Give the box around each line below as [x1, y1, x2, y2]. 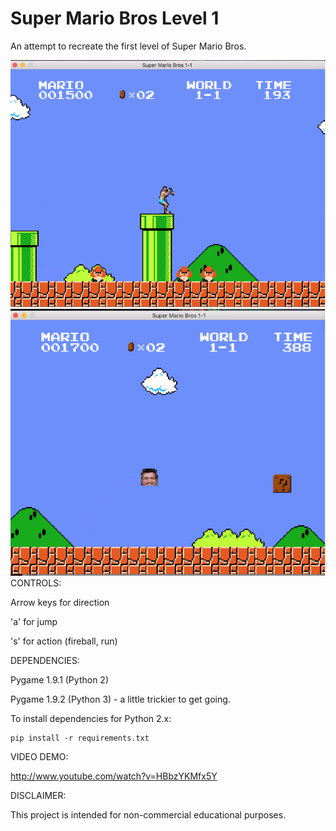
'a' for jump [10, 615, 58, 627]
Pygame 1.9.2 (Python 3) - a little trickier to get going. [10, 693, 231, 705]
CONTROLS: [10, 577, 62, 589]
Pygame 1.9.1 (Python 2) [10, 673, 109, 686]
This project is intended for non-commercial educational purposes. [10, 808, 287, 821]
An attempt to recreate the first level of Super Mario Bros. [10, 40, 247, 52]
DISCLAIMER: [10, 789, 67, 801]
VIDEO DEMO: [10, 750, 69, 762]
